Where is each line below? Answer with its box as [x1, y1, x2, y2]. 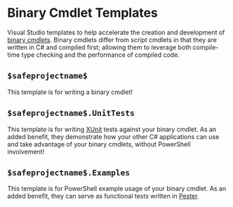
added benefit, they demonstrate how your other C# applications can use [7, 132, 220, 141]
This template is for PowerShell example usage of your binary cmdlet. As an [7, 185, 227, 193]
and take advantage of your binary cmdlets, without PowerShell [7, 140, 191, 148]
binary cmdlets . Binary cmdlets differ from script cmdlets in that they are [7, 35, 218, 44]
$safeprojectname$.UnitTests [7, 108, 135, 119]
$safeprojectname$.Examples [7, 167, 131, 178]
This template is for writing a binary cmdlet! [7, 88, 133, 96]
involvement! [7, 147, 44, 156]
